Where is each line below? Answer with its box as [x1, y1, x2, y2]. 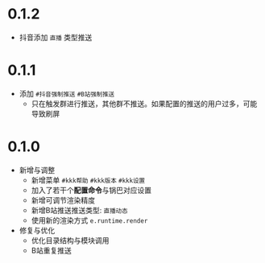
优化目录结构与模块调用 [31, 235, 110, 245]
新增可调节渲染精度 [31, 195, 96, 205]
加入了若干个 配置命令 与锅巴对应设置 [31, 185, 152, 195]
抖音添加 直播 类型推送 [19, 32, 93, 42]
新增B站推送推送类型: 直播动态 [31, 205, 128, 215]
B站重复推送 [31, 245, 72, 255]
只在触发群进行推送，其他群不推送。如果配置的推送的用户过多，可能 [31, 98, 258, 109]
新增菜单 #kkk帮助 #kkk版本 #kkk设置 [31, 175, 146, 185]
